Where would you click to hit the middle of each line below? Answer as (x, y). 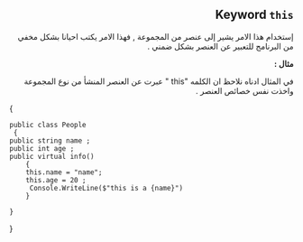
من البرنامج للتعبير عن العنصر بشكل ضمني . (220, 46)
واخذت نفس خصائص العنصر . (244, 90)
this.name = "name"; (64, 172)
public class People (48, 125)
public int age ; (42, 148)
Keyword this (254, 15)
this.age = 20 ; (56, 180)
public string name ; (50, 140)
